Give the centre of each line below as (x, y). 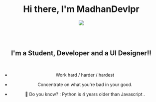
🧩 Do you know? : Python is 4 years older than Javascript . (85, 94)
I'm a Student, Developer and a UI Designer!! (81, 53)
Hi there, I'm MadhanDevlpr (81, 9)
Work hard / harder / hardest (85, 75)
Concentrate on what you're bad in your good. (85, 84)
